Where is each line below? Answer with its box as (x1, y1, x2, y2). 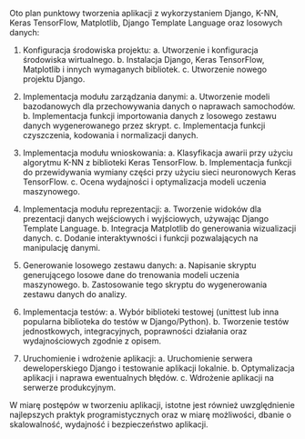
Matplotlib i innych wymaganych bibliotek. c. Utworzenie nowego (22, 64, 267, 75)
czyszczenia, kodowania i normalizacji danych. (22, 130, 198, 140)
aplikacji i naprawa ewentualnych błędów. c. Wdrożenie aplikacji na (22, 373, 275, 383)
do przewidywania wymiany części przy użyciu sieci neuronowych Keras (22, 167, 297, 177)
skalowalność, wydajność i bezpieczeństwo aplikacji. (9, 419, 208, 430)
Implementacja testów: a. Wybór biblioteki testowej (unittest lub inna (22, 306, 280, 317)
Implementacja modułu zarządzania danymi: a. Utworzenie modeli (22, 91, 270, 102)
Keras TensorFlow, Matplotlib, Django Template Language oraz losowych (9, 17, 283, 28)
